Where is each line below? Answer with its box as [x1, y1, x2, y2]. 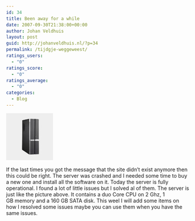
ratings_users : [6, 53, 43, 59]
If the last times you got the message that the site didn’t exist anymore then [6, 166, 188, 173]
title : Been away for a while [6, 15, 80, 22]
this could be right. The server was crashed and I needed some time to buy [6, 172, 187, 179]
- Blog [11, 96, 28, 102]
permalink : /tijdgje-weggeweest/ [6, 47, 88, 53]
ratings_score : [6, 65, 43, 71]
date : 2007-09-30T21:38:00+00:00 [6, 22, 88, 28]
